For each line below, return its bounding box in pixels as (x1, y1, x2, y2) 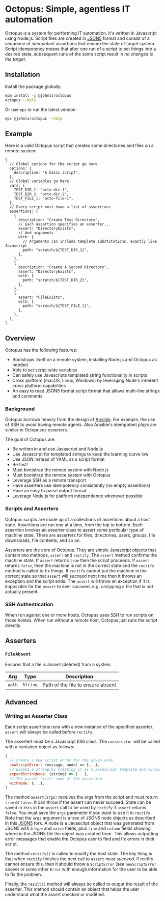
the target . (5, 56, 27, 62)
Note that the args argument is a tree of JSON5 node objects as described (5, 815, 156, 821)
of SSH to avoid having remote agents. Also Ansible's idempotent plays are (5, 422, 157, 428)
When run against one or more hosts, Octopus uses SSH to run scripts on (5, 612, 154, 618)
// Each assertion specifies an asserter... (18, 222, 111, 227)
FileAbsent (5, 651, 31, 657)
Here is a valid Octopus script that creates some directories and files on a (5, 142, 154, 148)
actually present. (5, 589, 39, 594)
